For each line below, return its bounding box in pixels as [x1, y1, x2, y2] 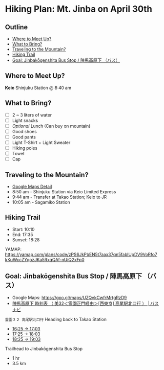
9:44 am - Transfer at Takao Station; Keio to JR [12, 194, 107, 200]
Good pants [12, 134, 36, 140]
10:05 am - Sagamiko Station [12, 199, 70, 205]
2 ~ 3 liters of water [12, 112, 52, 118]
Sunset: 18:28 [12, 236, 40, 243]
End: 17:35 [12, 231, 33, 237]
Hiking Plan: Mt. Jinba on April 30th [5, 3, 152, 15]
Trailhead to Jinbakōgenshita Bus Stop [5, 346, 83, 351]
